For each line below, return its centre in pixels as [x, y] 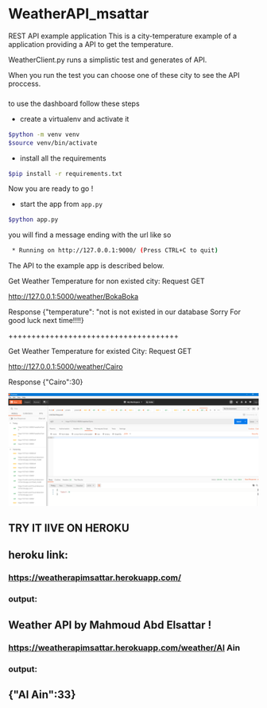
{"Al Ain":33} [42, 694]
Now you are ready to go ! [51, 189]
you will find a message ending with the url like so [90, 235]
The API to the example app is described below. [86, 266]
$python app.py [33, 220]
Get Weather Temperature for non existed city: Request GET [106, 281]
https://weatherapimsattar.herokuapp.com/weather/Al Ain [124, 648]
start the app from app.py [61, 204]
